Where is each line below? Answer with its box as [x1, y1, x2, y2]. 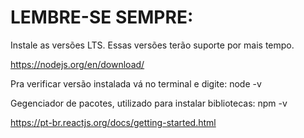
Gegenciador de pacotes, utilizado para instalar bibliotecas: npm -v [10, 97, 288, 109]
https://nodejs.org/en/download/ [10, 58, 145, 70]
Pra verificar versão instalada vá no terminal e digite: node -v [10, 77, 262, 90]
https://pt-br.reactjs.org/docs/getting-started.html [10, 116, 217, 128]
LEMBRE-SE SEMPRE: [10, 6, 194, 29]
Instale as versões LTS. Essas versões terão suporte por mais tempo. [10, 39, 295, 51]
